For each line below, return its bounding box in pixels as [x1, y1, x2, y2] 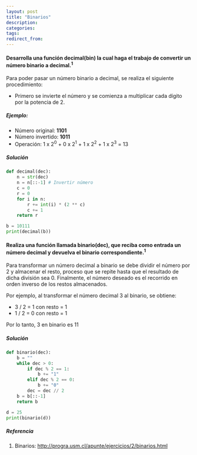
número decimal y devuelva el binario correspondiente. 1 [6, 248, 146, 256]
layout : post [6, 8, 38, 15]
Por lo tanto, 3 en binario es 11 [6, 321, 79, 328]
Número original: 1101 [14, 127, 67, 134]
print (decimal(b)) [6, 229, 51, 235]
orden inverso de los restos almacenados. [6, 281, 108, 288]
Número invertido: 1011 [14, 133, 71, 140]
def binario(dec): [6, 349, 51, 355]
